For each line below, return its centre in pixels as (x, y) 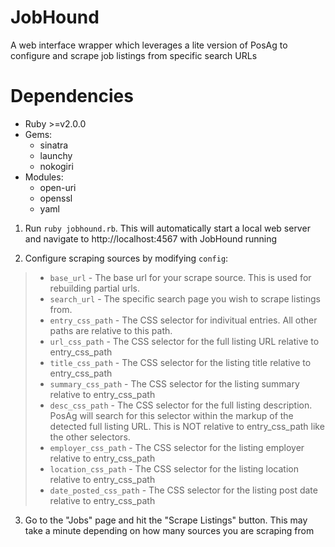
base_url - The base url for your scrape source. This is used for (180, 277)
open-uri (58, 187)
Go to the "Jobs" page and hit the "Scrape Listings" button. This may (166, 520)
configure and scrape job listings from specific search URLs (134, 55)
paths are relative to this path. (111, 330)
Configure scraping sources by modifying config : (126, 258)
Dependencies (72, 96)
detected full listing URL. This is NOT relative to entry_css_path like (187, 426)
